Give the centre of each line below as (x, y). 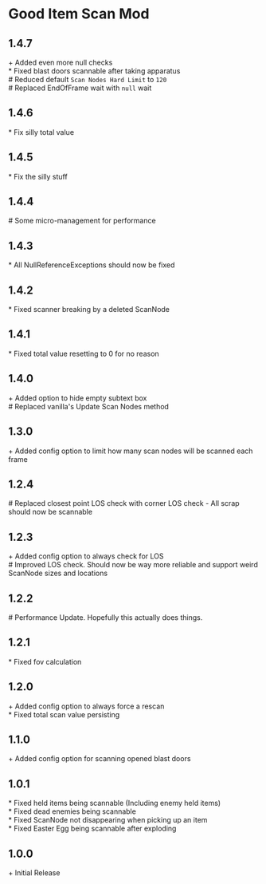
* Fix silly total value (41, 132)
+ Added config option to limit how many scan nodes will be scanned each (131, 451)
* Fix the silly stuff (38, 176)
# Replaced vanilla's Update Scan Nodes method (89, 406)
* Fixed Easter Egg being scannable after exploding (92, 829)
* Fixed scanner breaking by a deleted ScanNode (89, 310)
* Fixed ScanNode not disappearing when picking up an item (108, 820)
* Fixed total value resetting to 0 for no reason (84, 353)
